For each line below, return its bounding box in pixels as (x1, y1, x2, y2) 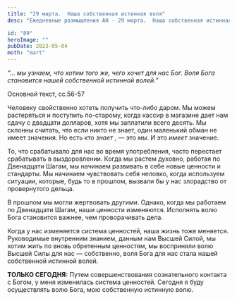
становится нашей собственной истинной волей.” (7, 76, 159, 85)
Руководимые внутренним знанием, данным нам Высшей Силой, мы (7, 234, 217, 242)
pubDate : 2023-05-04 (7, 43, 68, 50)
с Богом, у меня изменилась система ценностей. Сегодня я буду (7, 278, 205, 286)
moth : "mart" (7, 49, 46, 56)
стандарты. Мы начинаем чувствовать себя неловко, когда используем (7, 170, 225, 178)
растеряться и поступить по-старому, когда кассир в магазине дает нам (7, 111, 229, 119)
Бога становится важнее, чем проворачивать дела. (7, 213, 164, 221)
